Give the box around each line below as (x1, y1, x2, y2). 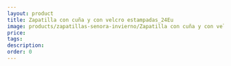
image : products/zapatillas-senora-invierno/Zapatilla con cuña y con (7, 23, 214, 30)
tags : (7, 36, 23, 43)
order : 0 (7, 49, 32, 56)
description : (7, 42, 45, 49)
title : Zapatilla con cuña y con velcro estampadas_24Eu (7, 16, 174, 23)
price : (7, 29, 26, 36)
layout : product (7, 10, 54, 17)
